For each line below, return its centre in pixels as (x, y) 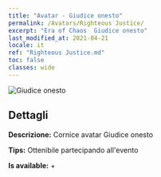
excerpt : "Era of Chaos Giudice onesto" (78, 30)
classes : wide (32, 68)
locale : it (26, 45)
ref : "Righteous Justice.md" (57, 53)
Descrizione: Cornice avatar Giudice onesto (81, 134)
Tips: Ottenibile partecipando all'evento (73, 150)
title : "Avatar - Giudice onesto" (66, 16)
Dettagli (28, 115)
